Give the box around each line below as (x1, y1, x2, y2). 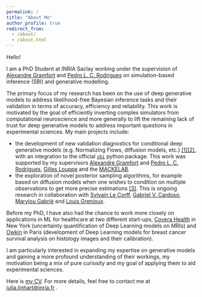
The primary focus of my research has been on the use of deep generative (6, 90, 192, 97)
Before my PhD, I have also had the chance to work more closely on (6, 209, 175, 216)
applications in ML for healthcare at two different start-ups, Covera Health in (6, 216, 196, 223)
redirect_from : (6, 25, 45, 32)
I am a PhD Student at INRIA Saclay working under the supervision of (6, 65, 178, 72)
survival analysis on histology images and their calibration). (6, 235, 154, 242)
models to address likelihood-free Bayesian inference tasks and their (6, 96, 177, 103)
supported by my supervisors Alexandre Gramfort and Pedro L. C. (14, 159, 179, 166)
